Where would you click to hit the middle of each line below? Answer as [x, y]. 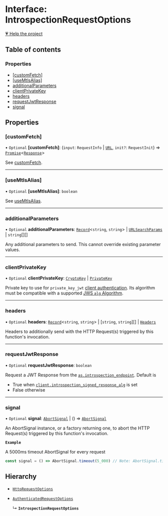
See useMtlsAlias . [24, 200]
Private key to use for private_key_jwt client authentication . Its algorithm [80, 288]
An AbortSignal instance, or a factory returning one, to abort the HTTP [77, 428]
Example [13, 443]
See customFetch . [24, 162]
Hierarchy [21, 477]
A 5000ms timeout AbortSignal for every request [55, 452]
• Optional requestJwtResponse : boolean [48, 365]
